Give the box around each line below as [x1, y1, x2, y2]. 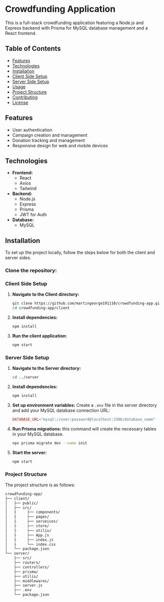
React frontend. [5, 30, 37, 36]
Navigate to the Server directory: [12, 366, 81, 371]
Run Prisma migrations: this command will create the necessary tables [12, 426, 157, 432]
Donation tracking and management [12, 137, 85, 143]
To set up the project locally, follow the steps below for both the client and [5, 250, 155, 256]
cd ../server [12, 375, 39, 380]
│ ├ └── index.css [5, 542, 56, 547]
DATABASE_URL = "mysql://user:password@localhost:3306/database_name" [12, 417, 156, 422]
